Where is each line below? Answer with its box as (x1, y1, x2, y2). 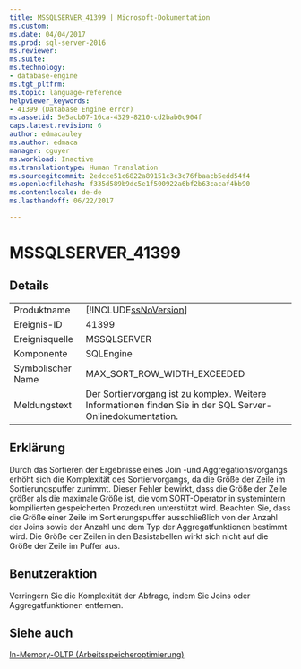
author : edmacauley (9, 130, 82, 139)
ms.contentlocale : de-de (9, 188, 102, 197)
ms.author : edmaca (9, 138, 78, 147)
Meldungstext (13, 399, 72, 411)
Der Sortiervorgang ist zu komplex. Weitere (85, 387, 267, 399)
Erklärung (9, 441, 65, 456)
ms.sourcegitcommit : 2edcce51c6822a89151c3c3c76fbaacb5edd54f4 (9, 171, 251, 180)
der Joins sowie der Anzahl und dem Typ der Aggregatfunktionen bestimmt (9, 521, 288, 532)
